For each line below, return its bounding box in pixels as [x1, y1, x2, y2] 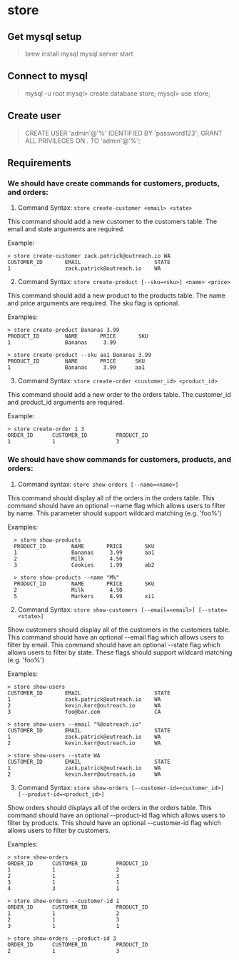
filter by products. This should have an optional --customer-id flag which [7, 818, 221, 827]
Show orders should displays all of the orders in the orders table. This [7, 803, 212, 812]
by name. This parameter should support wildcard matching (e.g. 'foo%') [7, 509, 222, 517]
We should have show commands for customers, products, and [7, 455, 232, 465]
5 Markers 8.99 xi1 [14, 592, 155, 600]
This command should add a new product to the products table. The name [7, 291, 226, 300]
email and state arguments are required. [7, 225, 125, 233]
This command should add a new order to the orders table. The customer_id [7, 390, 232, 399]
